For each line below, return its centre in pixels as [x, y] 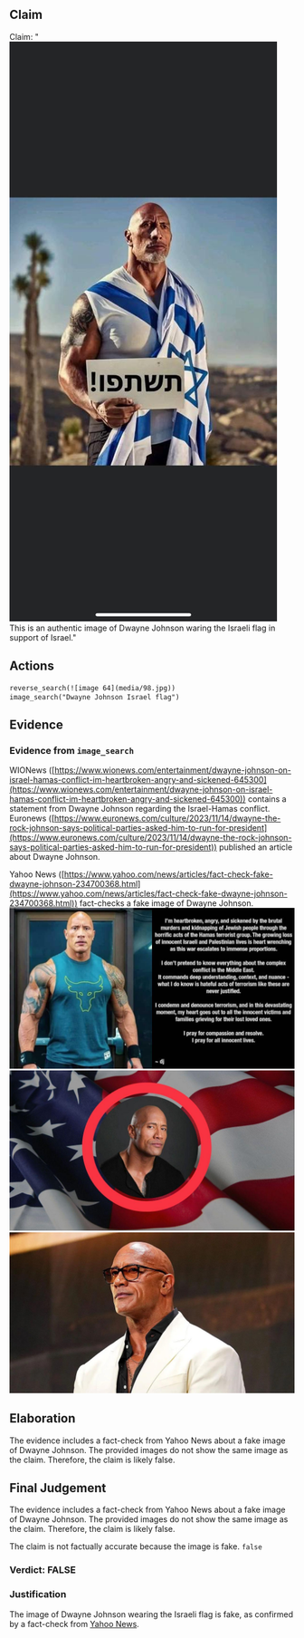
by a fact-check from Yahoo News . [75, 1624]
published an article [256, 847]
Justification [38, 1595]
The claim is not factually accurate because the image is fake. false [136, 1546]
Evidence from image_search [71, 750]
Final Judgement [58, 1488]
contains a [267, 799]
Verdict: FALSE [43, 1570]
